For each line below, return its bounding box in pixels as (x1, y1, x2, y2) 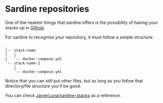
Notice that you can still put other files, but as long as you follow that (5, 78, 143, 83)
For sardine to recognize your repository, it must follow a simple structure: (5, 34, 154, 40)
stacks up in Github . (5, 24, 45, 30)
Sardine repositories (5, 3, 89, 15)
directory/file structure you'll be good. (5, 83, 81, 89)
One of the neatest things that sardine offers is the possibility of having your (5, 20, 158, 25)
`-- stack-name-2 (5, 61, 41, 65)
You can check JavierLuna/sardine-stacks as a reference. (5, 92, 122, 98)
